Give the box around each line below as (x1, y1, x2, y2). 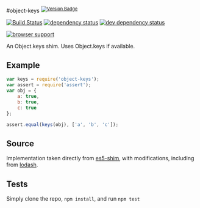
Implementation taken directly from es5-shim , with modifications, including (6, 155, 195, 162)
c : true (17, 105, 37, 111)
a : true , (17, 94, 40, 100)
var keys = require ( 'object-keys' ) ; (6, 76, 99, 83)
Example (6, 60, 40, 70)
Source (6, 138, 35, 149)
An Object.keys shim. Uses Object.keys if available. (6, 42, 135, 50)
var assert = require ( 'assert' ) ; (6, 82, 91, 88)
